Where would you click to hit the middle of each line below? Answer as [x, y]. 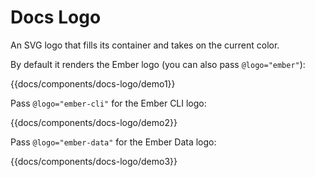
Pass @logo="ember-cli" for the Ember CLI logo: [108, 103]
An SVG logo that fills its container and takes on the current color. [145, 45]
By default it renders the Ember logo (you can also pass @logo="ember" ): [158, 64]
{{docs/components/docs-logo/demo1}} [93, 83]
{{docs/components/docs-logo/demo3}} [94, 161]
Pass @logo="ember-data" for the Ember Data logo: [113, 142]
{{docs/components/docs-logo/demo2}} [94, 122]
